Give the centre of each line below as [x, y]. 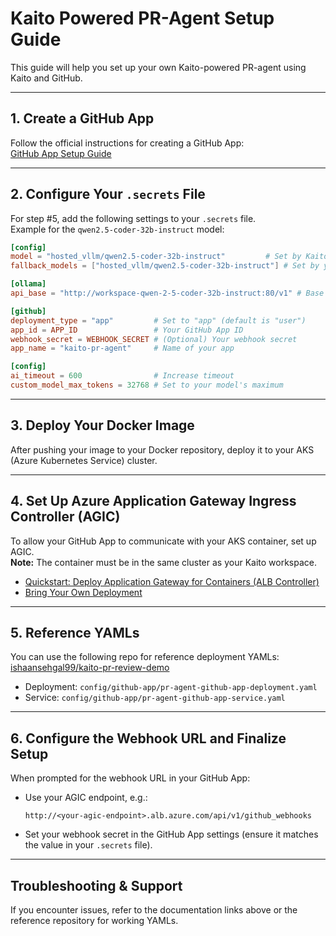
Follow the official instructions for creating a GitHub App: [127, 143]
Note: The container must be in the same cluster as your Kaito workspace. [164, 562]
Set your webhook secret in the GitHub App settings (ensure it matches [171, 834]
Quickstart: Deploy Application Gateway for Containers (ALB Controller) [172, 581]
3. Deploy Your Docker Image [102, 425]
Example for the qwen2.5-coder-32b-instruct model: [117, 229]
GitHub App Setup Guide [61, 153]
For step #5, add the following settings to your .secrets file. [133, 218]
